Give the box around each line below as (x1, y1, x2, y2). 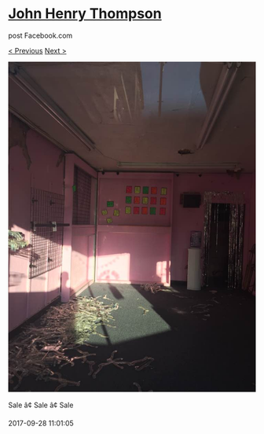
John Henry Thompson (8, 5, 163, 23)
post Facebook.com (8, 31, 73, 40)
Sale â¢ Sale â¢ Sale (8, 400, 74, 410)
